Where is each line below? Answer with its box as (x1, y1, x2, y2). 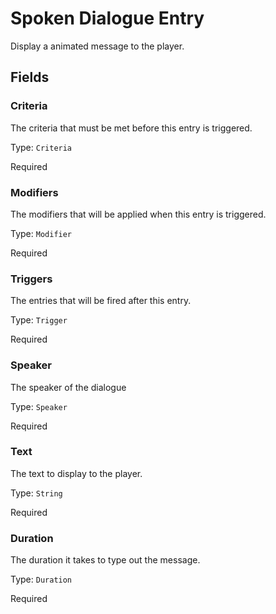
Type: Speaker (10, 400, 68, 412)
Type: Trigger (10, 314, 68, 326)
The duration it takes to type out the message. (10, 554, 201, 566)
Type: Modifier (10, 227, 73, 239)
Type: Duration (10, 573, 73, 586)
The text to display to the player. (10, 467, 143, 479)
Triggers (10, 272, 53, 286)
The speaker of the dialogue (10, 381, 127, 393)
